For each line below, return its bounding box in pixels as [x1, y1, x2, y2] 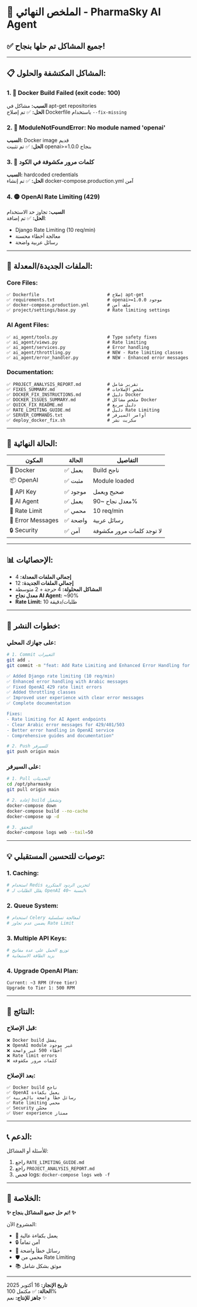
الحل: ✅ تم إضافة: [6, 214, 46, 221]
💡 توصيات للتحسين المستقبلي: [6, 851, 105, 861]
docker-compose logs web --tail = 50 [6, 830, 94, 836]
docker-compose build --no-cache [6, 808, 88, 814]
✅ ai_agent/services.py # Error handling [6, 344, 150, 350]
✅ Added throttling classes [6, 689, 77, 696]
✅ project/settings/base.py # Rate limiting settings [6, 307, 170, 313]
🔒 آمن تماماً [15, 1238, 40, 1246]
